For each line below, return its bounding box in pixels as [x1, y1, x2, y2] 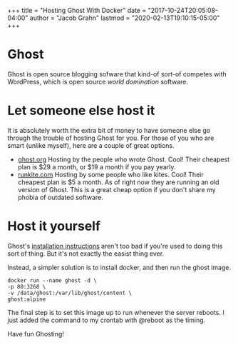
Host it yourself [7, 218, 101, 234]
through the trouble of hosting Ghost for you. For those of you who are [7, 134, 214, 142]
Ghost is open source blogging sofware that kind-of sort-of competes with [7, 69, 227, 78]
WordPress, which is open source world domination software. [7, 77, 189, 86]
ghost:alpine [7, 296, 46, 303]
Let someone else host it [7, 103, 155, 119]
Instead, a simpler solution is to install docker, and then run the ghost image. [7, 263, 232, 271]
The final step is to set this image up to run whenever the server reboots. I [7, 308, 224, 316]
